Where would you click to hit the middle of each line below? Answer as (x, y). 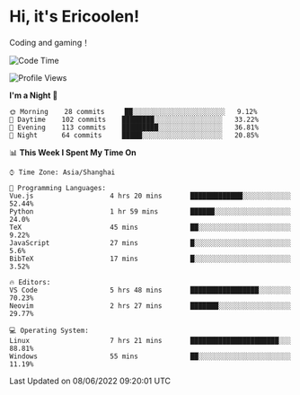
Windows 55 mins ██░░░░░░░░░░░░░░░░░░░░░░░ (150, 356)
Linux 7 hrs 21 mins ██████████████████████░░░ (150, 340)
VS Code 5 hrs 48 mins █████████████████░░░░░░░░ (150, 290)
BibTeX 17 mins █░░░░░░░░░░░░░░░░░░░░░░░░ (150, 259)
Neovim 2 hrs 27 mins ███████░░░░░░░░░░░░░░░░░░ (150, 306)
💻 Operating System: (49, 330)
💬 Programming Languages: (57, 188)
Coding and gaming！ (49, 42)
